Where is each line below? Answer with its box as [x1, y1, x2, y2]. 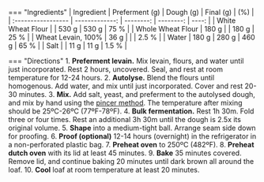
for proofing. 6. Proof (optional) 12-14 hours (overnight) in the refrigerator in [8, 132, 257, 141]
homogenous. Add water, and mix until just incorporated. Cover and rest [8, 81, 243, 91]
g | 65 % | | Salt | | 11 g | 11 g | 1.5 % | [8, 41, 128, 50]
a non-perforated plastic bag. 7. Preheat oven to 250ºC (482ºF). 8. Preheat [8, 140, 255, 149]
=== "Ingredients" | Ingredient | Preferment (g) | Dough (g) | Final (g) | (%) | [8, 8, 255, 17]
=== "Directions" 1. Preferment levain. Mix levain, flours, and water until [8, 56, 244, 65]
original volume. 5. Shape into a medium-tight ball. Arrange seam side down [8, 123, 256, 132]
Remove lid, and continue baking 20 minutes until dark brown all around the [8, 157, 255, 165]
